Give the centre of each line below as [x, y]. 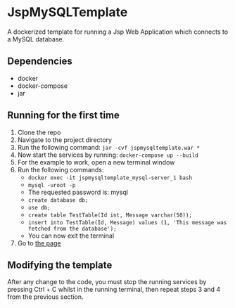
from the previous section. [45, 297]
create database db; [58, 200]
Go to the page [39, 243]
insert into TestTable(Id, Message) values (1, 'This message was [127, 222]
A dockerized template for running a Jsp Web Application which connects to [118, 32]
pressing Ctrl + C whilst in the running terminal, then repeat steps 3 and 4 [114, 290]
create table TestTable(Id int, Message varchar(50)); [110, 215]
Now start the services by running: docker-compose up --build [108, 155]
